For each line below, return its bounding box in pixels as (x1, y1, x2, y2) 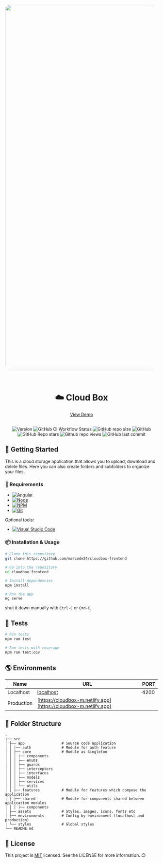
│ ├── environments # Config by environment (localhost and (5, 813, 145, 818)
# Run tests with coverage (5, 645, 60, 650)
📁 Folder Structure (5, 719, 62, 728)
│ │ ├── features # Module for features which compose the (5, 788, 147, 793)
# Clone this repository (5, 552, 55, 557)
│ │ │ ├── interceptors (5, 767, 53, 771)
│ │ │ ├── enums (5, 758, 38, 763)
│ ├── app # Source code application (5, 741, 116, 746)
